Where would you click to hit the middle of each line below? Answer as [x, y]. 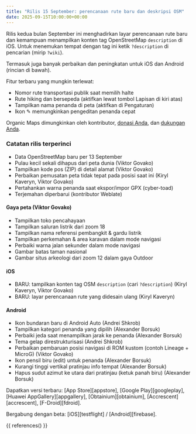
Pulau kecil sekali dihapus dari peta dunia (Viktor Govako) [84, 163]
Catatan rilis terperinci [39, 144]
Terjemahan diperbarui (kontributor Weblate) [68, 194]
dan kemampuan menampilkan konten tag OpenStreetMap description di [94, 40]
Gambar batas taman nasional [51, 252]
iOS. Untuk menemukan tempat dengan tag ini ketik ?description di [87, 46]
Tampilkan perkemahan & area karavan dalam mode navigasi [88, 239]
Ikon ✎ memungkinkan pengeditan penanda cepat [75, 111]
